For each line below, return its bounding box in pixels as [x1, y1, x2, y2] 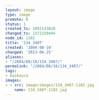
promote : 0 [5, 17, 28, 22]
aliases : [5, 54, 24, 60]
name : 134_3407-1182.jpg [14, 87, 67, 92]
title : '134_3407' [5, 40, 44, 45]
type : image [5, 12, 30, 17]
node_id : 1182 [5, 36, 36, 41]
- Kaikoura [5, 73, 28, 78]
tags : [5, 69, 17, 74]
